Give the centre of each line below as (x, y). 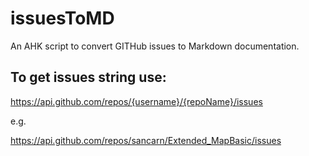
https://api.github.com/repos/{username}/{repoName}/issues (136, 101)
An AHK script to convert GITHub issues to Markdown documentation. (155, 46)
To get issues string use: (88, 77)
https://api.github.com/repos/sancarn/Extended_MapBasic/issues (146, 140)
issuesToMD (62, 18)
